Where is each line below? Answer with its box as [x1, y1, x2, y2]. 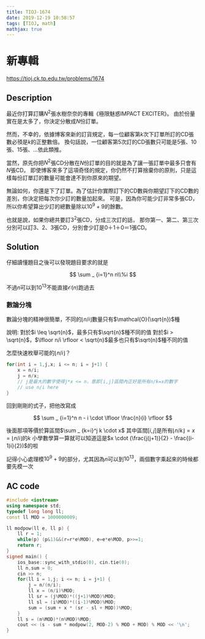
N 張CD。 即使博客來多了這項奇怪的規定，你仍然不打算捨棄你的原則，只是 [6, 166, 192, 174]
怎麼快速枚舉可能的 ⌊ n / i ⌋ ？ [6, 349, 71, 356]
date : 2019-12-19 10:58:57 [6, 15, 75, 21]
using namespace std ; [6, 503, 62, 509]
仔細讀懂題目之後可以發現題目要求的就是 [6, 259, 108, 266]
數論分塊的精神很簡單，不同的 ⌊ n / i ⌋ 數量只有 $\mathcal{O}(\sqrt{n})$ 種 [6, 316, 181, 323]
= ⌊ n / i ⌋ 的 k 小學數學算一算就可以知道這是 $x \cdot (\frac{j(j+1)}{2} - [6, 434, 173, 441]
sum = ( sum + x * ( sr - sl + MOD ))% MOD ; [28, 605, 133, 611]
